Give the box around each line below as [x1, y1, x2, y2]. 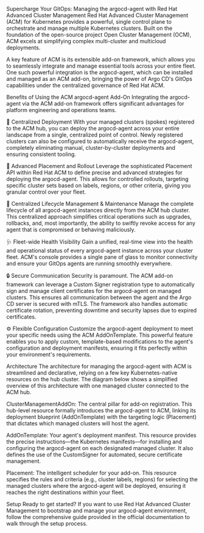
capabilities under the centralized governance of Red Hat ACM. [6, 82, 165, 89]
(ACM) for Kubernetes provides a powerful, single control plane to [6, 18, 172, 25]
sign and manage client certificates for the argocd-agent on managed [6, 288, 181, 294]
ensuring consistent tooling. [6, 150, 76, 158]
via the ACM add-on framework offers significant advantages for [22, 100, 185, 107]
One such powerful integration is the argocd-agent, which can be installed [6, 69, 193, 76]
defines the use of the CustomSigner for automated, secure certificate [6, 451, 183, 458]
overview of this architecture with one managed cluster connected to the [6, 382, 189, 389]
